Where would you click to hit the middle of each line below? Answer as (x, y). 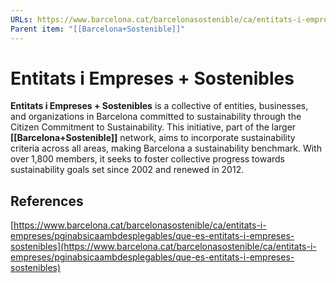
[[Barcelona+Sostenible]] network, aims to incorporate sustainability (153, 138)
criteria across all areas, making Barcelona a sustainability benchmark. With (166, 148)
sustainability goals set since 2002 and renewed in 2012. (127, 170)
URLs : (21, 19)
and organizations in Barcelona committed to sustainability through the (156, 117)
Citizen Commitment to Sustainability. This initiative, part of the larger (153, 127)
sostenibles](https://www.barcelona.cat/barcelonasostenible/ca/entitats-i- (163, 247)
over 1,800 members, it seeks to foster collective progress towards (148, 159)
